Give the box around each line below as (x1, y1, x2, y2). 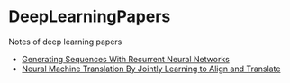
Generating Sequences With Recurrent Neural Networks (21, 53, 231, 64)
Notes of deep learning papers (8, 36, 122, 47)
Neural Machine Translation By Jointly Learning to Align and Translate (21, 63, 281, 74)
